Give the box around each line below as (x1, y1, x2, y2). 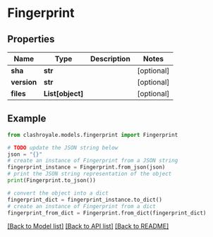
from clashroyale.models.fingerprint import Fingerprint (7, 131, 178, 138)
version (11, 78, 37, 87)
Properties (7, 33, 55, 45)
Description (90, 54, 130, 63)
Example (7, 113, 47, 125)
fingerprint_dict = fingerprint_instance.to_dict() (7, 196, 162, 203)
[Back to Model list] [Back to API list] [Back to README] (7, 222, 169, 231)
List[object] (43, 89, 84, 98)
